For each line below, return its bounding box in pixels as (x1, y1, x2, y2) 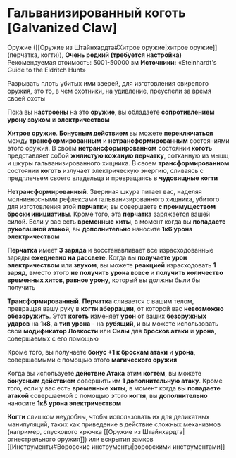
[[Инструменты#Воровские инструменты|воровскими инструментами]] (7, 442, 225, 451)
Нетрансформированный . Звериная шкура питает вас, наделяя (7, 187, 202, 196)
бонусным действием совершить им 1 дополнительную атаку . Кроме (7, 376, 223, 385)
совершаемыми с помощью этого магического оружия (7, 355, 178, 364)
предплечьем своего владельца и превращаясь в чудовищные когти (7, 174, 218, 182)
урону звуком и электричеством (7, 115, 111, 124)
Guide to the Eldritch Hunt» (7, 65, 87, 74)
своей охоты (7, 94, 46, 103)
